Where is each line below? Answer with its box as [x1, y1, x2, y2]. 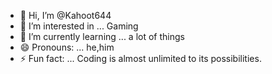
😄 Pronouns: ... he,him [19, 41, 115, 53]
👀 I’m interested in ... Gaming [19, 20, 139, 32]
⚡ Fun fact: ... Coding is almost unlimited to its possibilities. [19, 53, 262, 64]
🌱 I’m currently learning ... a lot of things [19, 31, 185, 42]
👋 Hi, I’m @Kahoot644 [19, 10, 112, 21]
